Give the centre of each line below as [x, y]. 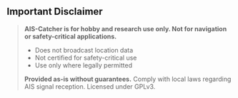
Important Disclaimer [55, 12]
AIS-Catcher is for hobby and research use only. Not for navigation [125, 28]
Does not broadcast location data [84, 50]
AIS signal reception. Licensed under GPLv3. [90, 86]
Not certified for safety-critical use [86, 58]
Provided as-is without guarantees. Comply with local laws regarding [128, 79]
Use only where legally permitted [84, 65]
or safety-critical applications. [70, 36]
